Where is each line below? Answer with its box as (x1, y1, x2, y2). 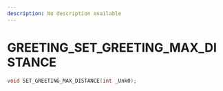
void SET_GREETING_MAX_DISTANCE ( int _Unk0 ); (7, 77, 137, 84)
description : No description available (7, 10, 122, 17)
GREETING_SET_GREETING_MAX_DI (7, 39, 217, 55)
